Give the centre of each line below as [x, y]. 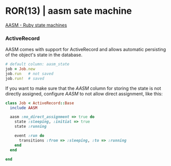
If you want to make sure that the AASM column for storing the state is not [83, 88]
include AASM [24, 108]
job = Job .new [20, 69]
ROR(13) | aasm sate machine [69, 11]
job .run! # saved [25, 78]
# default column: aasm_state [38, 64]
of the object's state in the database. [44, 55]
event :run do [29, 136]
